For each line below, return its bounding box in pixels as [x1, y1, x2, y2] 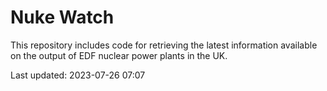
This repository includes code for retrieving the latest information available [10, 39, 318, 51]
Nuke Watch [10, 6, 115, 29]
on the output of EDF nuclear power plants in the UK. [10, 49, 228, 61]
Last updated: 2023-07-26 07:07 [10, 69, 146, 81]
